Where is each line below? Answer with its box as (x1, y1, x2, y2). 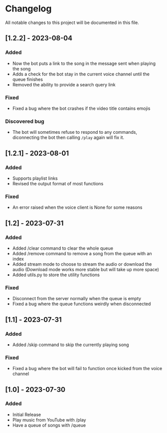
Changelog (5, 3, 52, 14)
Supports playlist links (12, 175, 58, 181)
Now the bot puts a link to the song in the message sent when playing (12, 60, 156, 66)
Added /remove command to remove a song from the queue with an (12, 250, 152, 256)
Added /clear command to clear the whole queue (12, 245, 114, 251)
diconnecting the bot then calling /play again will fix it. (12, 134, 125, 140)
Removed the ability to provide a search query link (12, 81, 116, 87)
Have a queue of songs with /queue (12, 422, 86, 428)
